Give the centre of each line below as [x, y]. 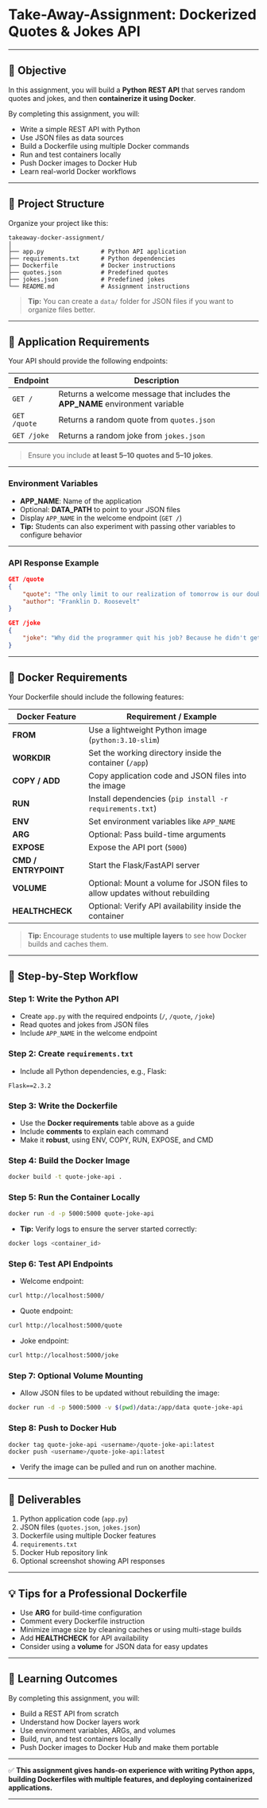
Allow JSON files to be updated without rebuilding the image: [120, 1393]
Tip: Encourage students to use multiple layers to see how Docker [137, 935]
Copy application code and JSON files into [168, 776]
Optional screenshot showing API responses [92, 1561]
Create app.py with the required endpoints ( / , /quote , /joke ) [117, 1017]
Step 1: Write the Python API [64, 998]
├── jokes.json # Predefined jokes [87, 279]
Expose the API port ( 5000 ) [138, 847]
